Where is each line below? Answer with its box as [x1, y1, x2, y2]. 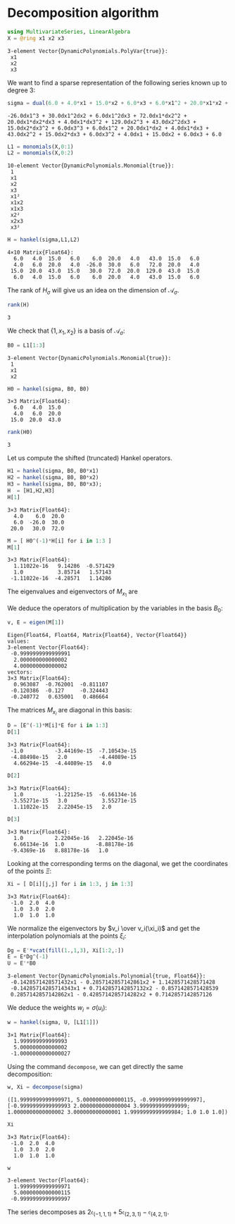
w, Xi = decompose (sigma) [7, 1083, 83, 1090]
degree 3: [7, 86, 36, 94]
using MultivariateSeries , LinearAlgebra [7, 28, 131, 35]
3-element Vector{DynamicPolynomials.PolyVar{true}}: [7, 47, 169, 54]
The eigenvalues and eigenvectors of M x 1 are [7, 587, 139, 598]
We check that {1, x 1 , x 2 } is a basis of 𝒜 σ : [7, 326, 125, 336]
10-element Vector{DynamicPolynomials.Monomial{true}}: [7, 162, 174, 170]
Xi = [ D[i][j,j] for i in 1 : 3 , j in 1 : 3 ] [7, 880, 134, 887]
